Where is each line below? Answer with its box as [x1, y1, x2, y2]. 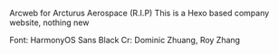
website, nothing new [9, 17, 90, 28]
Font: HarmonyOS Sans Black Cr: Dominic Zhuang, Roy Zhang [9, 35, 241, 45]
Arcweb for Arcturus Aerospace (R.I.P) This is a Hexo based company [9, 8, 270, 18]
